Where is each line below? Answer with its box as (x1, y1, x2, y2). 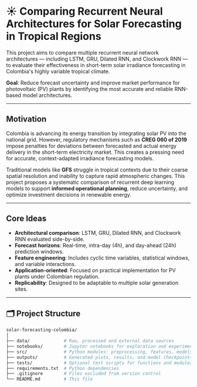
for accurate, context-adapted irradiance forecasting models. (6, 154, 154, 161)
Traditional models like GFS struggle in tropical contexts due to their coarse (6, 166, 188, 173)
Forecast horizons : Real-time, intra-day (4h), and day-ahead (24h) (14, 241, 177, 248)
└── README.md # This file (6, 376, 93, 382)
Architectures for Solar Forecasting (6, 17, 182, 31)
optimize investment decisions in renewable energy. (6, 191, 132, 198)
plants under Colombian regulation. (14, 272, 100, 280)
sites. (14, 285, 28, 292)
